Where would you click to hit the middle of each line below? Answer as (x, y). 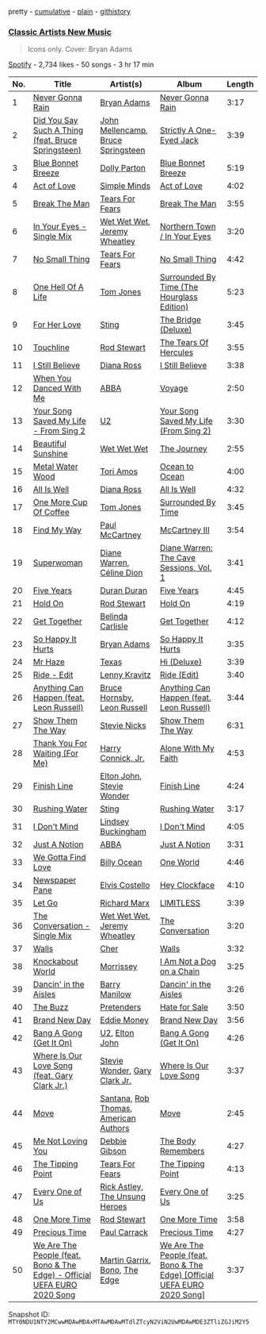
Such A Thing (58, 130)
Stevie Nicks (123, 725)
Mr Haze (49, 662)
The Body (178, 1141)
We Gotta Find (59, 858)
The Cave (178, 558)
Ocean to (177, 467)
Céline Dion (122, 573)
